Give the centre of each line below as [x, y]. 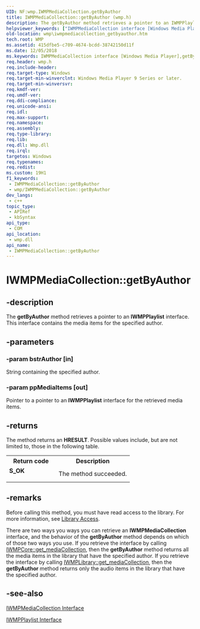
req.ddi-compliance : [32, 100]
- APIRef [20, 212]
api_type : [18, 223]
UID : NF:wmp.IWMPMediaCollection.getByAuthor [63, 12]
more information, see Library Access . [53, 518]
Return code [31, 461]
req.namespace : [25, 123]
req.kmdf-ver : [24, 90]
